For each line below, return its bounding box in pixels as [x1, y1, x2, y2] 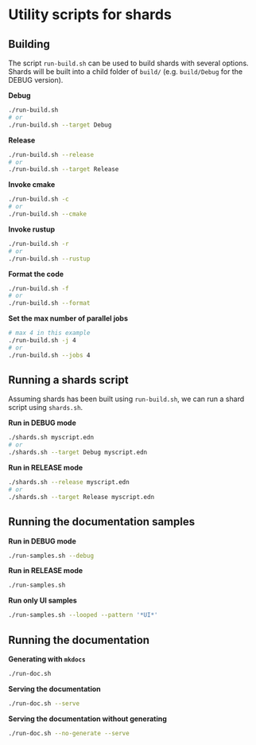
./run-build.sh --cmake [8, 210, 87, 218]
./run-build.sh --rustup [8, 255, 91, 263]
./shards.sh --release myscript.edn [8, 478, 130, 486]
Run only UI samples [8, 595, 77, 606]
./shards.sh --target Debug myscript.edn [8, 448, 148, 457]
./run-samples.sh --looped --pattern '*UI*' [8, 611, 158, 619]
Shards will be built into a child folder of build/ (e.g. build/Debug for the [8, 67, 243, 76]
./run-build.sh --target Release [8, 166, 119, 174]
